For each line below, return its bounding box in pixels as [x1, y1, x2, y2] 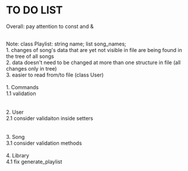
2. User [6, 109, 24, 116]
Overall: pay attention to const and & [6, 23, 94, 30]
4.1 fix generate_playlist [6, 158, 62, 165]
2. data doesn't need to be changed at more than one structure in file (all [6, 59, 181, 66]
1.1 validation [6, 90, 36, 97]
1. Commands [6, 83, 39, 90]
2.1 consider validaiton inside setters [6, 114, 93, 121]
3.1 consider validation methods [6, 139, 82, 146]
